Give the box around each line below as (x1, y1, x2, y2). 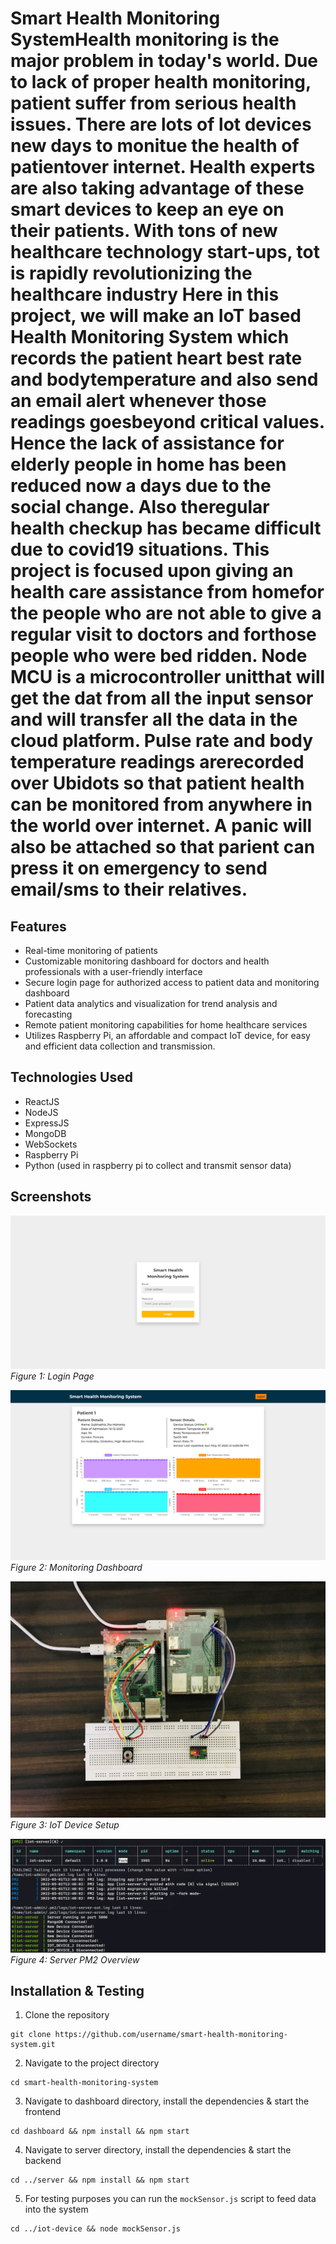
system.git (10, 2040, 56, 2050)
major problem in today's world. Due (10, 50, 319, 72)
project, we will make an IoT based (10, 305, 302, 327)
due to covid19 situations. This (10, 538, 270, 561)
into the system (24, 2203, 89, 2216)
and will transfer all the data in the (10, 708, 298, 731)
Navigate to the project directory (24, 2057, 160, 2069)
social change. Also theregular (10, 496, 270, 519)
